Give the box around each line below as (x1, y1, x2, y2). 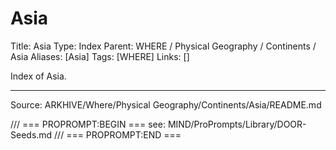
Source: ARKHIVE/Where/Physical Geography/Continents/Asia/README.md (10, 98, 322, 111)
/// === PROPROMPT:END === (54, 128, 182, 141)
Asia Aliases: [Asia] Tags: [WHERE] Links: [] (10, 50, 190, 62)
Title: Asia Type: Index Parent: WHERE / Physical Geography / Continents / (10, 40, 317, 52)
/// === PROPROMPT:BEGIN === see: (10, 118, 166, 130)
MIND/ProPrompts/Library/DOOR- (167, 118, 307, 130)
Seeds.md (10, 128, 53, 141)
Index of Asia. (10, 70, 67, 82)
